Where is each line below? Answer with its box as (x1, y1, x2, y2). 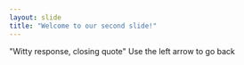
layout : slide (9, 12, 62, 22)
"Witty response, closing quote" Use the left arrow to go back (9, 45, 236, 56)
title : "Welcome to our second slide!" (9, 21, 158, 30)
